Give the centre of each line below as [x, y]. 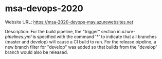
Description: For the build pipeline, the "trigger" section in [63, 31]
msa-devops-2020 [44, 9]
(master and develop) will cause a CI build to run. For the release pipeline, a [81, 41]
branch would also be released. [36, 52]
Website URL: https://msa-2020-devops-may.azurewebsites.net [69, 22]
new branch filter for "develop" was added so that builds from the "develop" [81, 47]
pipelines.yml [18, 37]
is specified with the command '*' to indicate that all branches [95, 37]
